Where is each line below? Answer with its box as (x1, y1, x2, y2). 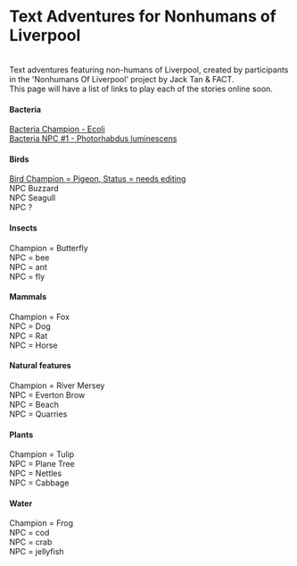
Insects (9, 222, 37, 233)
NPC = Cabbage (9, 477, 70, 488)
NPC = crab (9, 536, 53, 547)
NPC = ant (9, 261, 47, 272)
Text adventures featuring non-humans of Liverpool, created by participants (9, 64, 289, 75)
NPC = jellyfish (9, 546, 64, 557)
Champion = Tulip (9, 449, 75, 460)
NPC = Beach (9, 399, 60, 410)
